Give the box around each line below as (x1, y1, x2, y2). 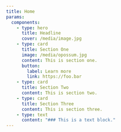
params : (6, 14, 25, 20)
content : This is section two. (21, 90, 98, 96)
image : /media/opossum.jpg (21, 52, 87, 58)
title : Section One (21, 47, 69, 53)
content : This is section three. (21, 106, 103, 112)
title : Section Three (21, 100, 74, 107)
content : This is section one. (21, 57, 98, 63)
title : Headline (21, 30, 61, 36)
